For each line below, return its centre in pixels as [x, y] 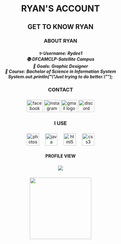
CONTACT [60, 90]
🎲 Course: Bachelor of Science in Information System [60, 71]
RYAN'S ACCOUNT [60, 9]
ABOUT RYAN [60, 41]
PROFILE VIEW [60, 156]
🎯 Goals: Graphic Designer [60, 66]
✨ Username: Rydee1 [60, 53]
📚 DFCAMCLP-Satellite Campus [60, 59]
